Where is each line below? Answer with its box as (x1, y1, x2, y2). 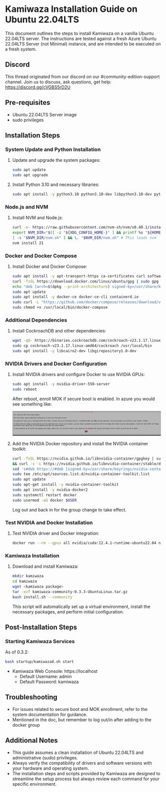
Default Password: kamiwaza (19, 679, 79, 685)
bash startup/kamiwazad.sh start (5, 659, 74, 664)
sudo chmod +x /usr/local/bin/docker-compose (12, 305, 108, 310)
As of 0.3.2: (5, 649, 29, 655)
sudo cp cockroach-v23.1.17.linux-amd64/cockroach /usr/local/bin (12, 343, 152, 348)
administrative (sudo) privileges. (12, 754, 78, 760)
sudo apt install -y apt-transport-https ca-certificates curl (12, 274, 146, 279)
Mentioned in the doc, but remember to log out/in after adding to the (12, 716, 152, 723)
